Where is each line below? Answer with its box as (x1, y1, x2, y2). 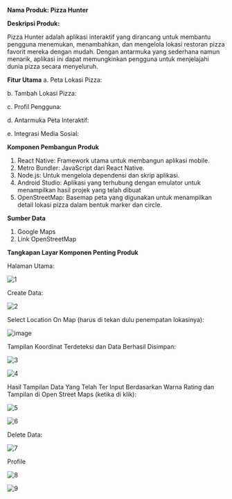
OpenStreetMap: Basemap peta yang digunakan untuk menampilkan (17, 194, 213, 201)
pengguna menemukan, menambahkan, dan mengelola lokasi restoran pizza (7, 40, 225, 48)
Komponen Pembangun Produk (7, 143, 99, 151)
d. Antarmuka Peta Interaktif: (7, 116, 89, 124)
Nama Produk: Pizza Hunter (7, 6, 89, 14)
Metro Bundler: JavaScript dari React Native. (17, 164, 145, 172)
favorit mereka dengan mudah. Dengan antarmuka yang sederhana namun (7, 48, 220, 56)
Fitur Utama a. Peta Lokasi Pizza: (7, 76, 102, 84)
